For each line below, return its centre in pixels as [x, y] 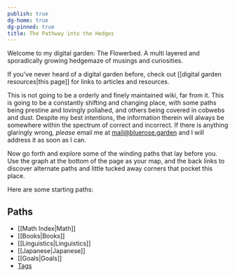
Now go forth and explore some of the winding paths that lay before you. [112, 154]
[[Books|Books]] [41, 236]
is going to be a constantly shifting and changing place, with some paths [112, 103]
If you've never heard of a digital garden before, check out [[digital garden [115, 74]
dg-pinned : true [31, 27]
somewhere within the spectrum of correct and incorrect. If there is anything [118, 125]
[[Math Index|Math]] [46, 229]
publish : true [28, 14]
